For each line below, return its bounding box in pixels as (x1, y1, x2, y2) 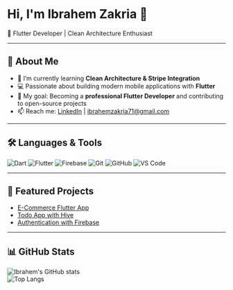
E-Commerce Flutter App (17, 203, 89, 212)
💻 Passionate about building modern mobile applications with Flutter (17, 82, 216, 90)
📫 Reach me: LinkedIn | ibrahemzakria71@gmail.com (17, 107, 170, 115)
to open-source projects (17, 99, 87, 107)
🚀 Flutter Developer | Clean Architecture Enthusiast (7, 29, 153, 37)
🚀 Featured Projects (7, 185, 94, 197)
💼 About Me (7, 55, 59, 68)
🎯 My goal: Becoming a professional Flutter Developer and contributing (17, 91, 224, 100)
